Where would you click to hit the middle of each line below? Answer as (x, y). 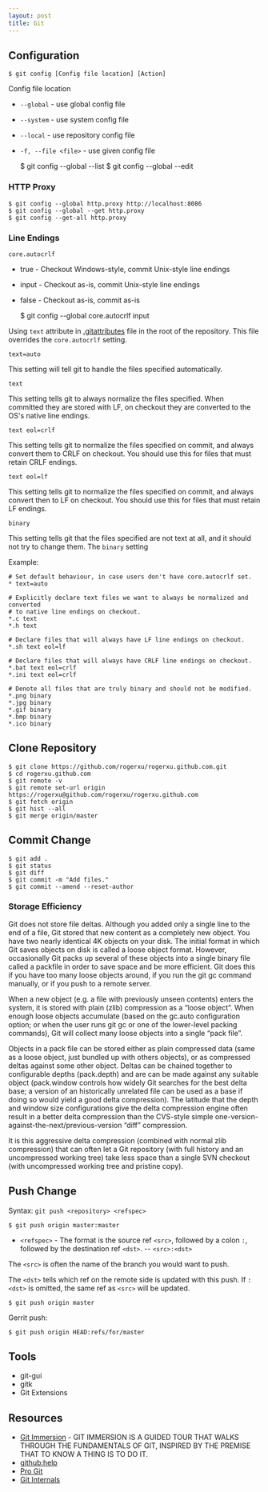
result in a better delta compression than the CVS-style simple (111, 1116)
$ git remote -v (35, 781)
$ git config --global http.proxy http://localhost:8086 (105, 204)
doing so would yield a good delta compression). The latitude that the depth (133, 1099)
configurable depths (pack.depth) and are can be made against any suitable (134, 1074)
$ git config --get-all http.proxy (68, 218)
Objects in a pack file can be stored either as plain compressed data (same (132, 1048)
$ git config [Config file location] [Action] (87, 74)
